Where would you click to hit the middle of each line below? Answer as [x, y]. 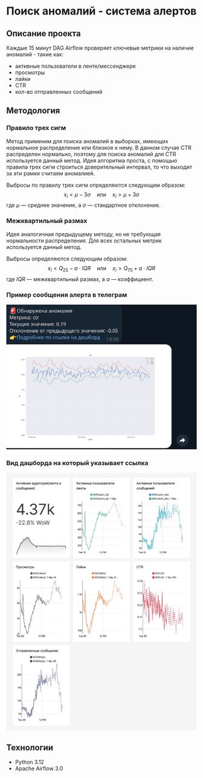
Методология [33, 111]
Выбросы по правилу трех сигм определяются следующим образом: [96, 185]
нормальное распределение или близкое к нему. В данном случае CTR [99, 147]
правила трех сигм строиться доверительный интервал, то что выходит [99, 167]
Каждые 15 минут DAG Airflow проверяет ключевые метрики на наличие [100, 48]
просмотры [30, 73]
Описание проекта [43, 34]
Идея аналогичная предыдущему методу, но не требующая [84, 234]
